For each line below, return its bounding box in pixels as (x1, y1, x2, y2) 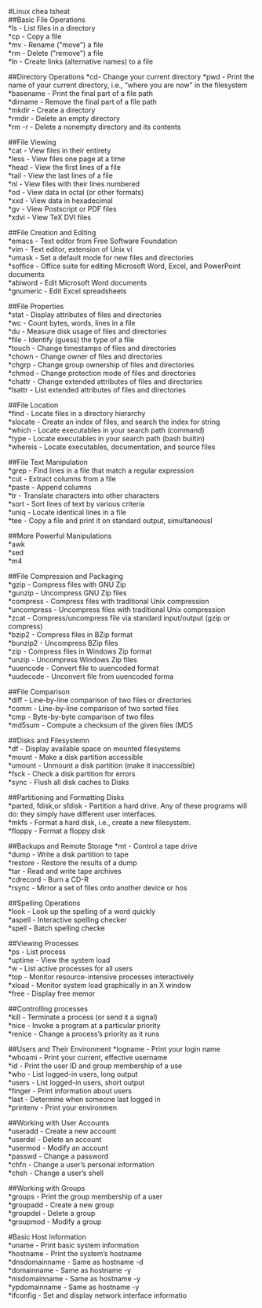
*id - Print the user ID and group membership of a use (8, 1061, 183, 1070)
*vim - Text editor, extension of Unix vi (8, 245, 133, 254)
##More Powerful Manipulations (8, 531, 112, 540)
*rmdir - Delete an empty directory (8, 114, 120, 123)
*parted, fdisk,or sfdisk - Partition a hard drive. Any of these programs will (8, 801, 248, 810)
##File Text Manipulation (8, 458, 89, 466)
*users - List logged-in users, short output (8, 1078, 145, 1087)
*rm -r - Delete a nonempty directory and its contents (8, 122, 181, 131)
